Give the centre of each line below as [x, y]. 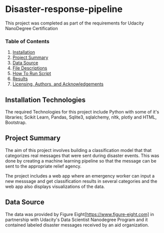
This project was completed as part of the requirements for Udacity [74, 23]
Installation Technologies [45, 100]
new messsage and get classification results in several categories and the [81, 181]
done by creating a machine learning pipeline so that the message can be [81, 160]
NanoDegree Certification [32, 28]
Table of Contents [27, 41]
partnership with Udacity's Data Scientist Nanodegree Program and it [76, 219]
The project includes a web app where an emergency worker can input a [80, 175]
